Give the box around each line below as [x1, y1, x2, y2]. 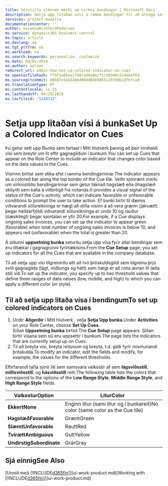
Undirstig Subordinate [7, 439, 60, 446]
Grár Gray [64, 439, 86, 446]
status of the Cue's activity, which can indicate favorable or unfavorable [5, 192, 153, 199]
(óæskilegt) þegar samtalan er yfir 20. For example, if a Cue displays [5, 214, 145, 220]
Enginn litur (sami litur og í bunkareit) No [64, 401, 158, 407]
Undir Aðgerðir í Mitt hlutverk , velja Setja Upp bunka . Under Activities [12, 317, 158, 323]
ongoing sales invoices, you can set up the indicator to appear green [5, 219, 146, 225]
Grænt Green [64, 415, 94, 422]
